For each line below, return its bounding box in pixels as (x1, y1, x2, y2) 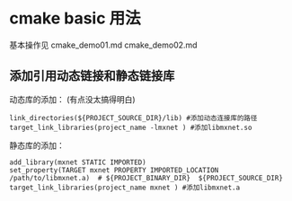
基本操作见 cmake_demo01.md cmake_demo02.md (9, 39, 198, 50)
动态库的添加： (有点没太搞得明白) (9, 93, 137, 104)
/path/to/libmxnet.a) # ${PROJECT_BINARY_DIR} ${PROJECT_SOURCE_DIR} (9, 173, 283, 182)
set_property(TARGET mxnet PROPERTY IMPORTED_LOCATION (9, 165, 219, 175)
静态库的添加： (9, 140, 65, 151)
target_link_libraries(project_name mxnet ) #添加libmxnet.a (9, 183, 241, 192)
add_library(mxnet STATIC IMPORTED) (9, 158, 146, 167)
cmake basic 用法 (9, 8, 141, 29)
